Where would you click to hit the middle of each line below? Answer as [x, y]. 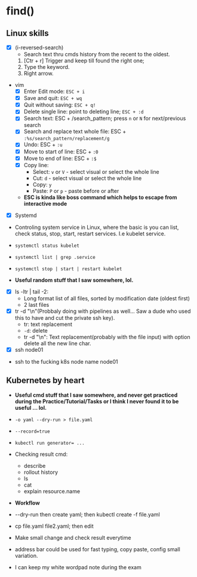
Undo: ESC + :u [43, 144]
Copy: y [42, 185]
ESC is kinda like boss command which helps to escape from [100, 197]
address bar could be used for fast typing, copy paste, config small [97, 549]
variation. [26, 555]
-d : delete [36, 330]
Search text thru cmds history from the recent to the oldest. [97, 55]
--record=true [32, 431]
